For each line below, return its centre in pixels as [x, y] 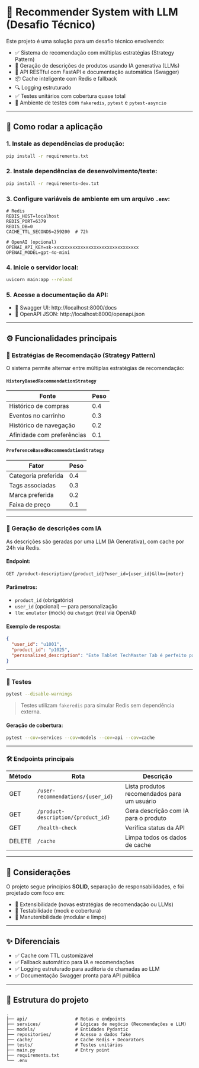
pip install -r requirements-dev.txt [53, 183]
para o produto [146, 818]
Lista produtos [145, 786]
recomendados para [153, 794]
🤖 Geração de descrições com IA [54, 528]
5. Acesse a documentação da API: [57, 295]
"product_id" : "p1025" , [41, 650]
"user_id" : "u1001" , [37, 645]
